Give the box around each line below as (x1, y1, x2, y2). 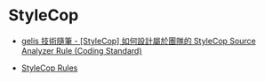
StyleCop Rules (20, 63, 78, 73)
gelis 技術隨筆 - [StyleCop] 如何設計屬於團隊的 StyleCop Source (20, 35, 256, 46)
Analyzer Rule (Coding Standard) (20, 45, 142, 56)
